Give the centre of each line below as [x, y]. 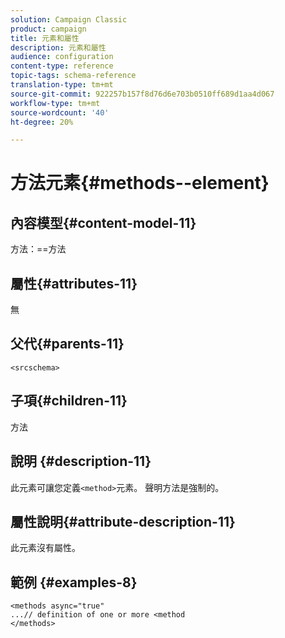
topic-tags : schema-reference [73, 76]
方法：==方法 [38, 249]
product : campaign [48, 29]
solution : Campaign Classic [69, 19]
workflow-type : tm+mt [55, 103]
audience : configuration [62, 57]
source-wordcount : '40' [60, 112]
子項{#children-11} [69, 401]
